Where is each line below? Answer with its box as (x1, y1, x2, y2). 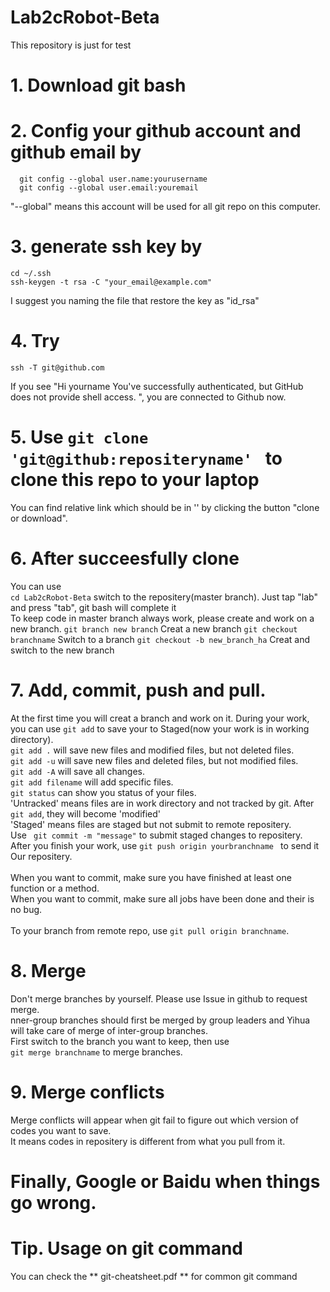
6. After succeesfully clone (10, 547, 240, 570)
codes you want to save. (10, 1124, 112, 1136)
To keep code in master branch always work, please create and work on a (10, 612, 315, 624)
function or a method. (10, 882, 100, 894)
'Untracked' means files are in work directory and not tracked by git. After (10, 797, 315, 809)
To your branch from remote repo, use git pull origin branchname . (10, 924, 290, 936)
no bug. (10, 903, 43, 915)
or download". (10, 512, 68, 524)
